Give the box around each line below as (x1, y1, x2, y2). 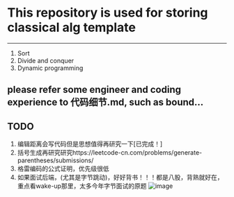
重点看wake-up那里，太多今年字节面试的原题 (17, 182, 147, 190)
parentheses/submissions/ (17, 156, 94, 164)
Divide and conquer (17, 56, 75, 65)
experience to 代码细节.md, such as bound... (7, 96, 204, 108)
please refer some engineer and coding (7, 84, 181, 96)
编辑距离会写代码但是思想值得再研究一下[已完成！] (17, 140, 163, 148)
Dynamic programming (17, 64, 84, 72)
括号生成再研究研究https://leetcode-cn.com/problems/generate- (17, 148, 203, 157)
